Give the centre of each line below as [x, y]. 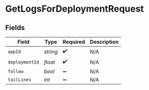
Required [74, 42]
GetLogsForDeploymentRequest [75, 9]
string [51, 51]
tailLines [20, 80]
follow [16, 71]
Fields [15, 28]
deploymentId [24, 62]
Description [104, 42]
